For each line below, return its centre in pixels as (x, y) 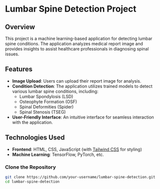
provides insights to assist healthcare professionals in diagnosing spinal (77, 49)
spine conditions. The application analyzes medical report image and (74, 44)
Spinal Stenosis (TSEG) (43, 112)
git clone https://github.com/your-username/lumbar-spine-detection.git (80, 177)
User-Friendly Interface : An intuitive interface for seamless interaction (83, 117)
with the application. (32, 122)
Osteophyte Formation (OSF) (48, 102)
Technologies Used (35, 138)
